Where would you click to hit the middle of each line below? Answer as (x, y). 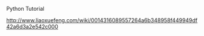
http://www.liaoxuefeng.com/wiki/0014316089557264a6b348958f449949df (102, 20)
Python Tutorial (25, 9)
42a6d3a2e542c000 (32, 27)
